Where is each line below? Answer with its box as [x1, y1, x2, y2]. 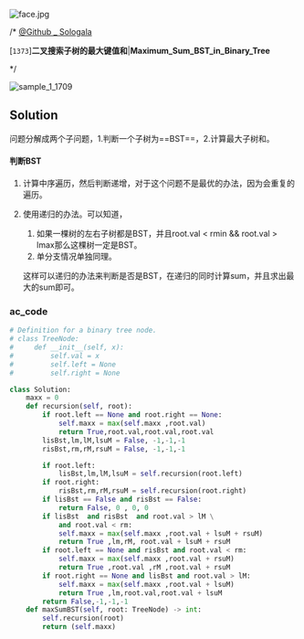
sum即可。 [38, 282, 79, 293]
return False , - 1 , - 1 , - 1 [42, 597, 129, 606]
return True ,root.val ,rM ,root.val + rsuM [58, 563, 231, 572]
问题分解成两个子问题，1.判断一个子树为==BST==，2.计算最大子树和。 [9, 133, 275, 144]
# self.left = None [9, 359, 117, 369]
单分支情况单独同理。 [36, 251, 117, 262]
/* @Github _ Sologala [9, 27, 93, 37]
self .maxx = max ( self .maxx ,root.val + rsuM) [58, 554, 235, 564]
